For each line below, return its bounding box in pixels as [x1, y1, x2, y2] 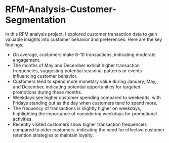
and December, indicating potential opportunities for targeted [12, 83, 141, 89]
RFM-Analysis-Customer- [5, 4, 117, 15]
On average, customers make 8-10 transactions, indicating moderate [12, 52, 156, 58]
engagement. [12, 57, 40, 63]
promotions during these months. [12, 89, 82, 95]
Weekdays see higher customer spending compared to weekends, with [12, 94, 161, 101]
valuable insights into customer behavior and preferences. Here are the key [5, 36, 162, 42]
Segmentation [5, 14, 66, 26]
